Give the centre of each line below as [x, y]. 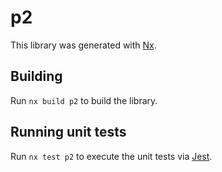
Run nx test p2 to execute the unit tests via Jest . [111, 156]
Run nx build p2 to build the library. [84, 100]
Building [36, 76]
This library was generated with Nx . [83, 45]
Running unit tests [68, 132]
